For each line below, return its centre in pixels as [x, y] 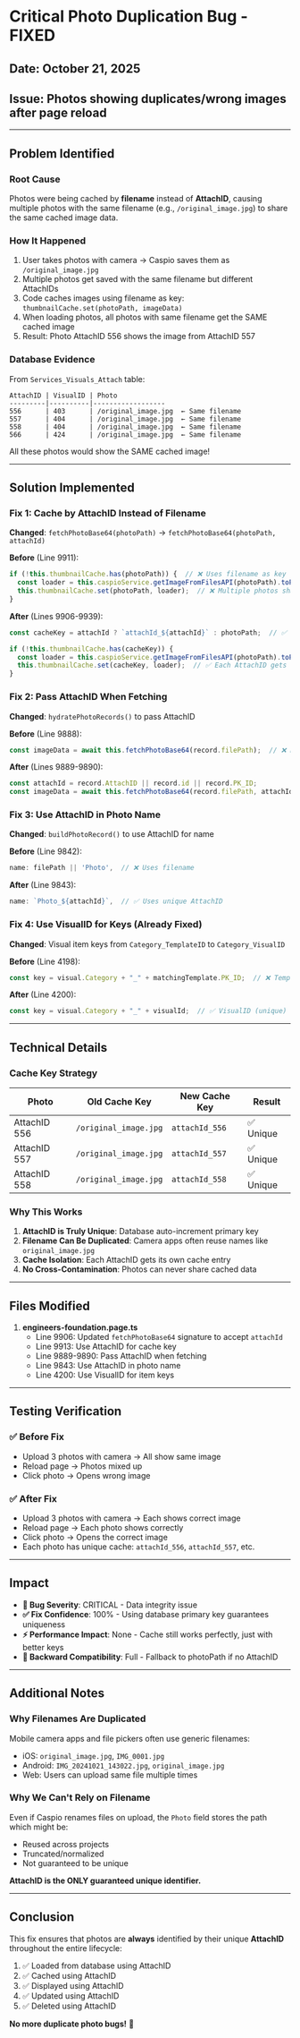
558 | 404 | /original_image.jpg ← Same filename [125, 427]
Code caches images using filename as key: [103, 298]
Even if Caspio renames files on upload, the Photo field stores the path [138, 1817]
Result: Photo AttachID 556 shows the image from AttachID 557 [139, 337]
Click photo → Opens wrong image [86, 1475]
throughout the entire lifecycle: [66, 1948]
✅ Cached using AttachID [69, 1975]
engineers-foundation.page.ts [80, 1327]
